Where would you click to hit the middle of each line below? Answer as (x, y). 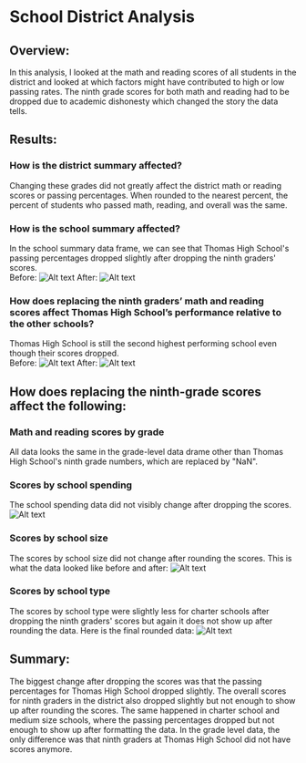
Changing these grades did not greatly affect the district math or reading (146, 185)
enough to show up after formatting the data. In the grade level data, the (145, 729)
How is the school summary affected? (95, 228)
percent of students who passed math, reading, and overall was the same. (148, 205)
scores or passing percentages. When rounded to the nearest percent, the (149, 195)
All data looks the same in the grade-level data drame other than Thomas (147, 451)
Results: (33, 140)
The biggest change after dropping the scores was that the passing (136, 681)
